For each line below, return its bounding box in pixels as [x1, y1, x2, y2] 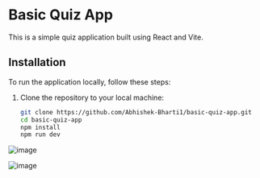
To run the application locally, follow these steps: [8, 77, 171, 86]
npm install [19, 123, 61, 131]
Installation [8, 56, 66, 69]
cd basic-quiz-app [19, 115, 82, 124]
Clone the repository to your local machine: [19, 93, 164, 102]
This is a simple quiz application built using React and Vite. [8, 32, 203, 42]
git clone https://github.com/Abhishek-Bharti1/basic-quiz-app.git [19, 108, 252, 116]
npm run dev [19, 130, 61, 139]
